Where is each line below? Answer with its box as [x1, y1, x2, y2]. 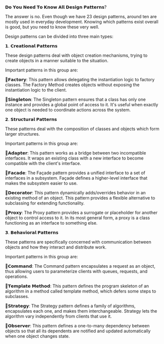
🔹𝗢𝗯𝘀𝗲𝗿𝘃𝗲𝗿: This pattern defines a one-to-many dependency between [5, 323, 150, 328]
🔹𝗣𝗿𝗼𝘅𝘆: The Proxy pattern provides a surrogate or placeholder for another [5, 210, 158, 215]
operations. [5, 274, 28, 279]
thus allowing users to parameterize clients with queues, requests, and [5, 269, 148, 274]
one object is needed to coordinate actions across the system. [5, 107, 131, 113]
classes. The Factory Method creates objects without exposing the [5, 82, 140, 88]
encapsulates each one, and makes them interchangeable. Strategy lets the [5, 308, 158, 314]
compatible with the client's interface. [5, 161, 81, 166]
